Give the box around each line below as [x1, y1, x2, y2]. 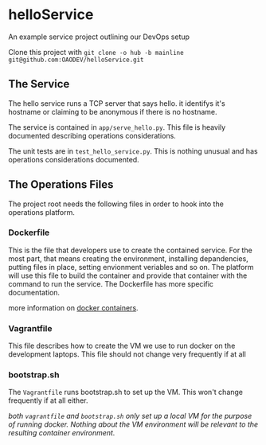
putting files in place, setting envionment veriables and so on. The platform [8, 262, 254, 271]
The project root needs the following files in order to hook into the [8, 199, 225, 209]
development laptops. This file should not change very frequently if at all [8, 349, 247, 359]
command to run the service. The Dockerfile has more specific [8, 279, 213, 288]
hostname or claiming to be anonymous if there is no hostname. [8, 107, 217, 116]
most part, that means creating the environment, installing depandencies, [8, 253, 248, 263]
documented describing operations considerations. [8, 131, 177, 140]
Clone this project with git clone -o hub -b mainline [8, 47, 185, 57]
